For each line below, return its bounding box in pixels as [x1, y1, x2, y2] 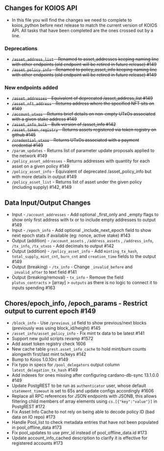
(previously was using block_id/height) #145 [11, 325, 101, 331]
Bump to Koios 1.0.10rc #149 [11, 356, 69, 362]
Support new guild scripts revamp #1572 [11, 336, 94, 342]
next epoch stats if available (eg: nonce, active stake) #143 [11, 232, 131, 238]
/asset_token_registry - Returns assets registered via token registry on [11, 127, 157, 132]
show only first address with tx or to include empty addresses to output [11, 217, 156, 223]
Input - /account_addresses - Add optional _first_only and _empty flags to [11, 212, 159, 218]
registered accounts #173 [11, 440, 63, 446]
